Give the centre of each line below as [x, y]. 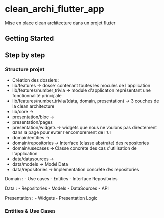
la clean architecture [33, 106]
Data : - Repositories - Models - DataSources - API [57, 188]
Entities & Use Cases [30, 211]
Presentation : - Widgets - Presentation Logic [51, 198]
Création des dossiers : [36, 80]
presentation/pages [32, 122]
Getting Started [29, 38]
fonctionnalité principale [37, 96]
